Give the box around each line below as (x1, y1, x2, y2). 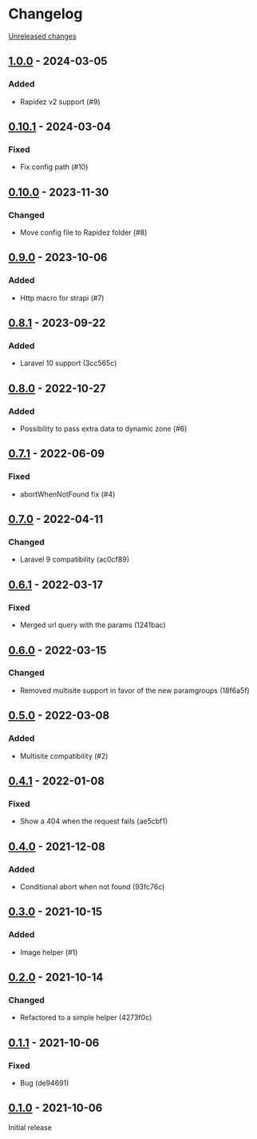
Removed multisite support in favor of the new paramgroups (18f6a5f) (19, 686, 250, 695)
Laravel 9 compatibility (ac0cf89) (19, 554, 130, 565)
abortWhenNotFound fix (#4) (19, 489, 116, 499)
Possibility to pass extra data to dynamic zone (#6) (19, 424, 188, 433)
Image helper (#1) (19, 947, 78, 957)
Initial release (8, 1122, 52, 1132)
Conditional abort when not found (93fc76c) (19, 882, 165, 891)
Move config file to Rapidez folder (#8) (19, 227, 148, 237)
